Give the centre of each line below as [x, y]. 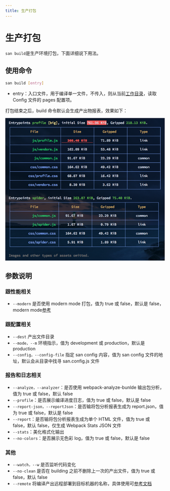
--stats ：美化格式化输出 [38, 432]
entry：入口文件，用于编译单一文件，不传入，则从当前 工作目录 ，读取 [84, 93]
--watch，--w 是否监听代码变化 [44, 465]
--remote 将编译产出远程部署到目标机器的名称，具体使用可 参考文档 [82, 484]
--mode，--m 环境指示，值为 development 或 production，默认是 [79, 343]
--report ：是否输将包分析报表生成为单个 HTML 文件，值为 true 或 [81, 419]
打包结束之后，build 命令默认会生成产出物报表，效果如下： [67, 111]
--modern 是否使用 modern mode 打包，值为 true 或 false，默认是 [80, 304]
